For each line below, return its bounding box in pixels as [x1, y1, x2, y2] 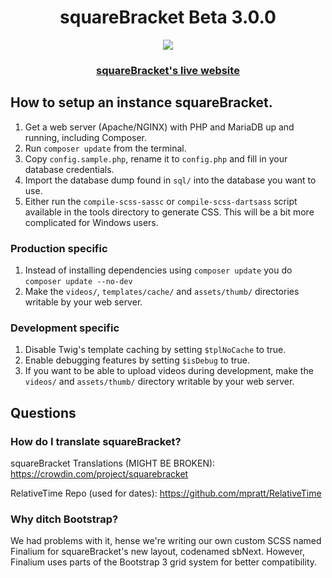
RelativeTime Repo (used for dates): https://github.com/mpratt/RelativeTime [10, 487, 322, 499]
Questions [10, 404, 77, 421]
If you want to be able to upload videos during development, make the [24, 365, 314, 377]
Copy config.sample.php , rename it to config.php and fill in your [24, 152, 288, 165]
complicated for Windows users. [24, 216, 159, 228]
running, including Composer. [24, 131, 148, 143]
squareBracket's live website [96, 63, 240, 77]
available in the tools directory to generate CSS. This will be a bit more [24, 206, 315, 218]
